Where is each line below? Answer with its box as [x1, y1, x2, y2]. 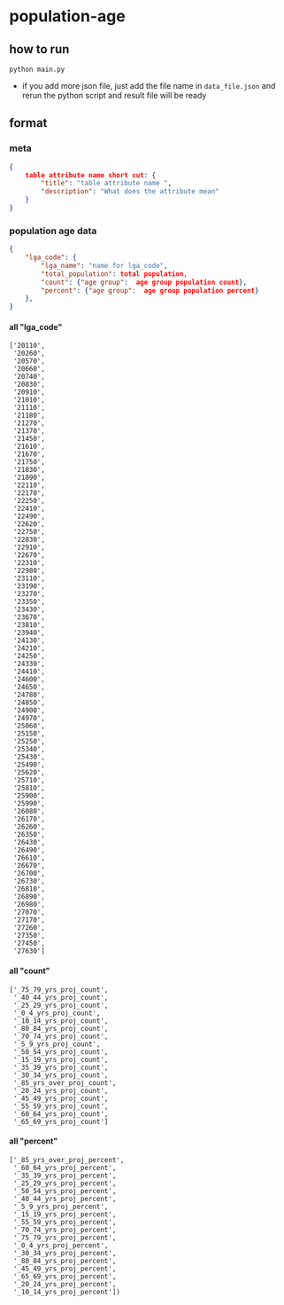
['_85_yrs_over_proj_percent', [9, 1155, 125, 1164]
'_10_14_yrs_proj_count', [12, 1016, 109, 1026]
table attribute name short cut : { [25, 170, 157, 179]
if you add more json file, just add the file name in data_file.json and [21, 81, 276, 90]
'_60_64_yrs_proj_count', [12, 1109, 109, 1119]
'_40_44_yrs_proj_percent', [12, 1194, 117, 1203]
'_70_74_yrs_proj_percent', [12, 1225, 117, 1234]
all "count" [9, 965, 50, 977]
